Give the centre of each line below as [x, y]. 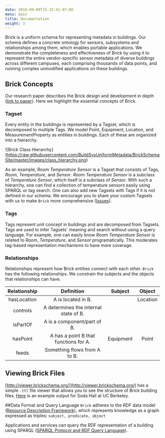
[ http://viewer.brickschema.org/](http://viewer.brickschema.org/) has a [77, 385]
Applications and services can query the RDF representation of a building [79, 425]
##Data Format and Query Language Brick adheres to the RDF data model [80, 405]
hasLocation [22, 299]
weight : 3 [15, 23]
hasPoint [22, 338]
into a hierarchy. [21, 140]
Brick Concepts [29, 84]
